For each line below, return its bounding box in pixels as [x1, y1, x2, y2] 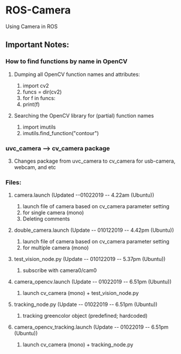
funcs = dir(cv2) [22, 88, 62, 95]
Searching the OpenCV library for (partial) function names [13, 112, 154, 119]
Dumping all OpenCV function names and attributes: [13, 71, 140, 78]
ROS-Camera [5, 4, 71, 17]
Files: [5, 178, 22, 186]
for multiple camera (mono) [22, 244, 89, 252]
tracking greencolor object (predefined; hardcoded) [22, 312, 148, 319]
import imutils [22, 123, 56, 130]
